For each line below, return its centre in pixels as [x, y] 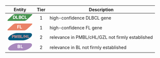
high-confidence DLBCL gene [80, 18]
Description [101, 9]
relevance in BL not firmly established [88, 47]
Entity [20, 9]
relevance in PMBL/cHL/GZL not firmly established [101, 37]
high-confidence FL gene [76, 28]
